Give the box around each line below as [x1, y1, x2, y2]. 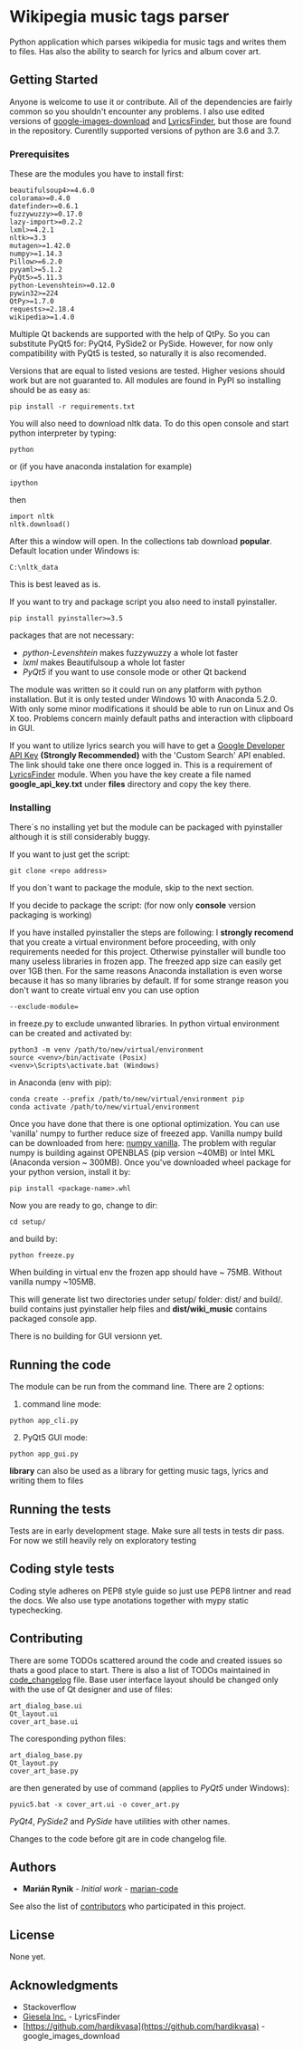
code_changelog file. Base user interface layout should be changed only [9, 1674, 279, 1685]
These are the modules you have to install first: [9, 168, 185, 179]
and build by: [9, 1234, 58, 1245]
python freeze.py [9, 1251, 75, 1260]
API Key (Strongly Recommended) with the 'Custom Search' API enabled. [9, 750, 286, 761]
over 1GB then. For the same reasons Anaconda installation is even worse [9, 966, 283, 977]
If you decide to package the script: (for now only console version [9, 900, 256, 911]
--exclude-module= [9, 1003, 79, 1012]
